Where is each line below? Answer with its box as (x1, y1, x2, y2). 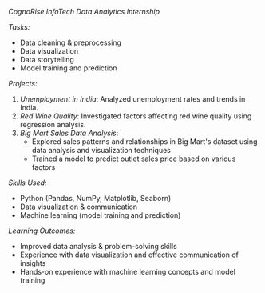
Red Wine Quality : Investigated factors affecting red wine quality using (19, 111, 252, 121)
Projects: (8, 79, 38, 88)
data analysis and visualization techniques (31, 146, 172, 155)
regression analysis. (19, 120, 86, 129)
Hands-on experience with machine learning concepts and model (19, 267, 235, 276)
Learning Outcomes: (8, 226, 76, 235)
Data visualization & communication (19, 202, 138, 211)
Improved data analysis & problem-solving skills (19, 242, 177, 251)
